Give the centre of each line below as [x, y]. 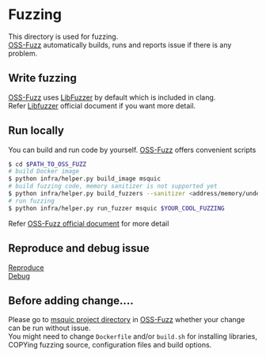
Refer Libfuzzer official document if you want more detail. [102, 105]
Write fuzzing [42, 78]
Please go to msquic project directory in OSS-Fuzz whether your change [127, 320]
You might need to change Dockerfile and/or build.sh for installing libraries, [133, 336]
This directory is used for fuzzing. [63, 36]
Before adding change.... [71, 300]
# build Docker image [44, 172]
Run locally [36, 131]
